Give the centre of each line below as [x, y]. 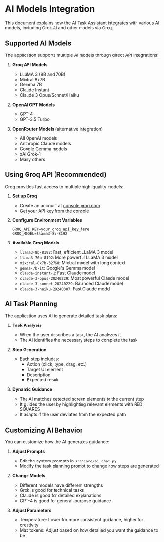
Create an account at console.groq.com [60, 205]
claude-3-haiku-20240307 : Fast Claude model [65, 289]
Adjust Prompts [28, 451]
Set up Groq [25, 196]
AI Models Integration [50, 9]
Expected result [43, 380]
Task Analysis [27, 325]
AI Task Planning [31, 304]
